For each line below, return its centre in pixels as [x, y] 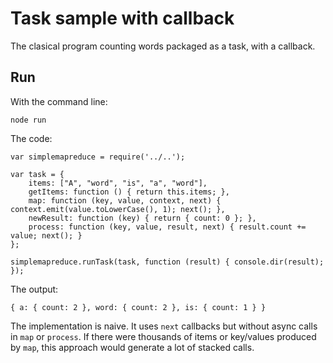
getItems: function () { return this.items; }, [129, 192]
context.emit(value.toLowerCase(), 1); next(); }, [118, 209]
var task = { [37, 174]
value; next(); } [46, 235]
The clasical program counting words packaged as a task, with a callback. [163, 46]
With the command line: [59, 101]
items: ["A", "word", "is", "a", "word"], [118, 183]
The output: [34, 289]
